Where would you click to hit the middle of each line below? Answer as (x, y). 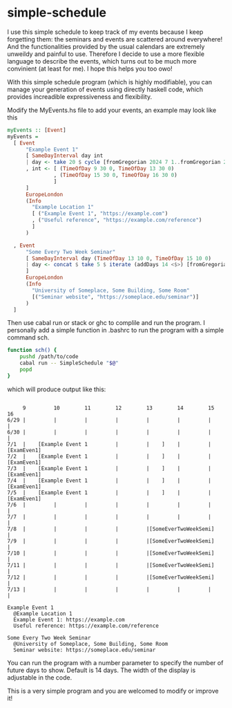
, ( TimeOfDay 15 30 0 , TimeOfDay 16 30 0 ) (115, 175)
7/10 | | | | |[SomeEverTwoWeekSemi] (111, 553)
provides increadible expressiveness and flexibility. (80, 96)
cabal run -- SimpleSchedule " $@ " (69, 363)
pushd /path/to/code (49, 357)
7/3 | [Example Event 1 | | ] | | (109, 468)
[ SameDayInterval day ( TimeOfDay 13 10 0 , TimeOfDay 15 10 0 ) (118, 258)
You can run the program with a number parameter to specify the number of (115, 662)
